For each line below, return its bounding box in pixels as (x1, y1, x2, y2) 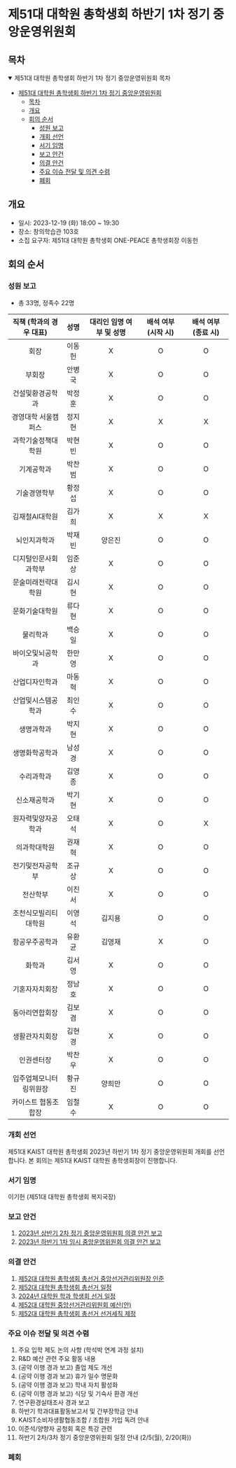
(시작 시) (147, 327, 174, 337)
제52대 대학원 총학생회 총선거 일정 (18, 1282, 112, 1292)
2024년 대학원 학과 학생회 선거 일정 (18, 1292, 116, 1300)
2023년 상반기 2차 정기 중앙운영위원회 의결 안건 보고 (18, 1229, 163, 1238)
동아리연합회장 (12, 1007, 58, 1017)
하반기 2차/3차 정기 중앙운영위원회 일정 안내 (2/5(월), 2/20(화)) (18, 1433, 192, 1441)
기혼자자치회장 (12, 984, 58, 994)
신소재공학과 (15, 795, 55, 805)
